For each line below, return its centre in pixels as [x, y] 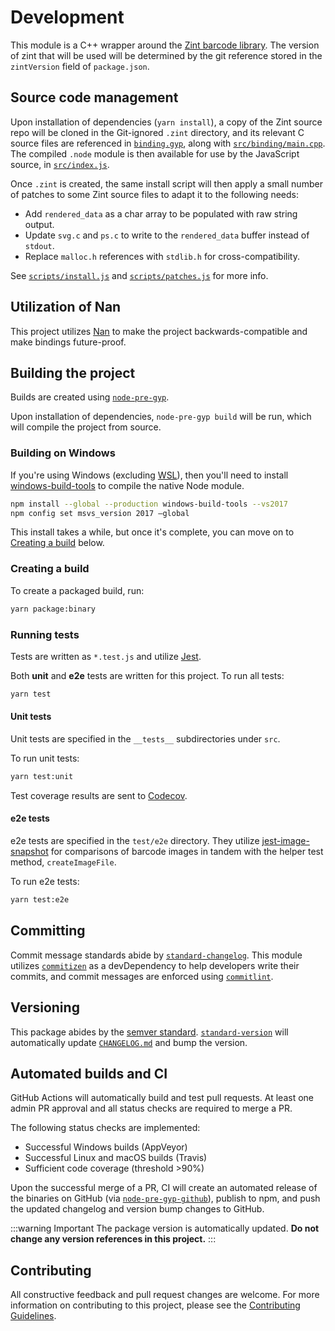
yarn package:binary [53, 609]
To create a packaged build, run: [77, 590]
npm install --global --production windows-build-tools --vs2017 [149, 504]
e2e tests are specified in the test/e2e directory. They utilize [135, 841]
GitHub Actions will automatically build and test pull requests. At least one [162, 1098]
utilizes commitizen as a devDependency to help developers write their [155, 965]
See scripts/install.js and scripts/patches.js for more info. [139, 275]
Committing [48, 931]
